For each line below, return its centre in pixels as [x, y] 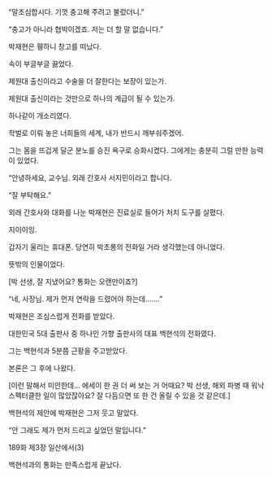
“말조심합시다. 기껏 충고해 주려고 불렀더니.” [76, 12]
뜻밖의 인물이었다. [37, 264]
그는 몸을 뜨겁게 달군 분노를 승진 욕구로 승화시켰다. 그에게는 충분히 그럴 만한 [129, 150]
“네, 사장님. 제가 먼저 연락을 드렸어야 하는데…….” [86, 299]
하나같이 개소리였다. [40, 116]
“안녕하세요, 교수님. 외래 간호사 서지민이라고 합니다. [90, 178]
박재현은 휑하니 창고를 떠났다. [55, 46]
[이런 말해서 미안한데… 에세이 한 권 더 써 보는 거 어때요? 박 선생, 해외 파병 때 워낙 [136, 385]
